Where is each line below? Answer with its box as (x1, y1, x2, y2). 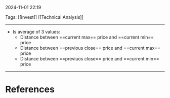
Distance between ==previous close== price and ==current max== (20, 45, 160, 51)
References (5, 84, 55, 95)
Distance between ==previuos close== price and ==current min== (20, 56, 159, 61)
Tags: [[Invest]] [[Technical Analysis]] (5, 14, 83, 20)
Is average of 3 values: (12, 29, 61, 35)
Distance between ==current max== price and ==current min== (20, 34, 154, 40)
